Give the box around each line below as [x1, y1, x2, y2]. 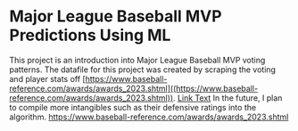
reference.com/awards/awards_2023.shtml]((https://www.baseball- [9, 83, 259, 94]
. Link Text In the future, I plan [172, 92, 283, 103]
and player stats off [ [9, 73, 87, 84]
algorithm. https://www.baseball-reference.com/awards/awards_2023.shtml [9, 111, 289, 122]
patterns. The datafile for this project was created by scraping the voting [9, 64, 277, 75]
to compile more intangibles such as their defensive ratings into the [9, 102, 257, 112]
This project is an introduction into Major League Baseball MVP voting [9, 54, 266, 65]
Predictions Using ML [9, 25, 171, 45]
